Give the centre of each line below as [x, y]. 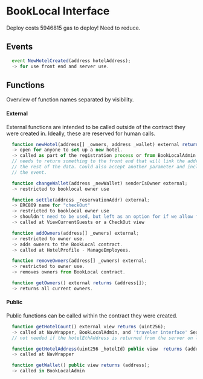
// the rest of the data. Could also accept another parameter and [98, 167]
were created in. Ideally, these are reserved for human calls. [81, 133]
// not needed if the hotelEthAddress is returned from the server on [102, 338]
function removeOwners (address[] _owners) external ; [79, 261]
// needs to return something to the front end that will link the [98, 161]
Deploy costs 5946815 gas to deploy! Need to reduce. [73, 28]
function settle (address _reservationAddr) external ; [81, 200]
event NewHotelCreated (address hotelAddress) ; [71, 61]
